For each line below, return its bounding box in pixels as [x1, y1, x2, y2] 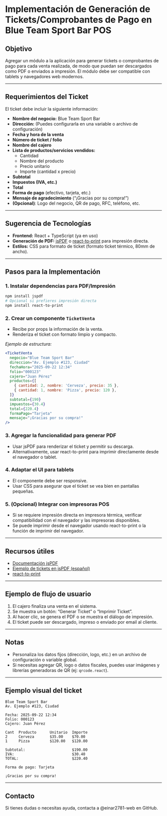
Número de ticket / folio [12, 136, 62, 142]
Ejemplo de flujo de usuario [5, 590, 91, 598]
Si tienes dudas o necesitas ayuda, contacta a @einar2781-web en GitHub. [5, 805, 158, 811]
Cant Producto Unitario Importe [5, 730, 88, 735]
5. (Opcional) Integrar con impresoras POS [5, 501, 109, 508]
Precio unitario [19, 163, 50, 169]
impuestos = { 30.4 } [9, 402, 46, 407]
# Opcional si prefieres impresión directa [5, 298, 97, 303]
